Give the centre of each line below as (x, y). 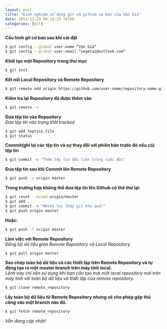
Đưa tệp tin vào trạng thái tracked (40, 122)
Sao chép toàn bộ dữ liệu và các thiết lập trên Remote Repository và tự (79, 263)
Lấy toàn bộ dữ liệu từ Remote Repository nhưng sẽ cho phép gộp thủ (78, 297)
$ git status (19, 136)
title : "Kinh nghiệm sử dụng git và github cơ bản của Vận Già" (73, 14)
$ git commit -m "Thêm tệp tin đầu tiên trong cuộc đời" (65, 160)
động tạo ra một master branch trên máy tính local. (59, 268)
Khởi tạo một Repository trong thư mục (46, 61)
